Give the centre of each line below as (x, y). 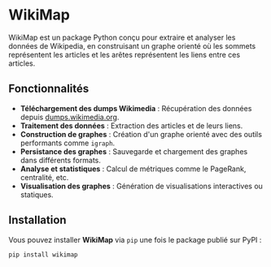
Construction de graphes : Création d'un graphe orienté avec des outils (141, 134)
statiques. (37, 194)
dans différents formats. (61, 160)
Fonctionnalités (49, 89)
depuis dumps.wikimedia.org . (70, 117)
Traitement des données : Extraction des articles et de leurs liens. (131, 125)
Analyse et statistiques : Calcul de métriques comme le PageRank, (133, 169)
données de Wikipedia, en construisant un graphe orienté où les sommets (132, 45)
